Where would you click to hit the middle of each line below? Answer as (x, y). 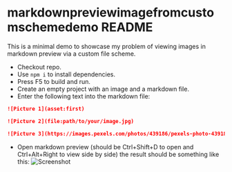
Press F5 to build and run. (54, 81)
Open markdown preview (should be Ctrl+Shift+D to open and (105, 147)
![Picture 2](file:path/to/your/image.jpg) (71, 121)
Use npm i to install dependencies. (66, 74)
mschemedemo (53, 27)
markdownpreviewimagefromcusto (111, 13)
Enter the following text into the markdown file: (84, 96)
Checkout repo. (39, 67)
